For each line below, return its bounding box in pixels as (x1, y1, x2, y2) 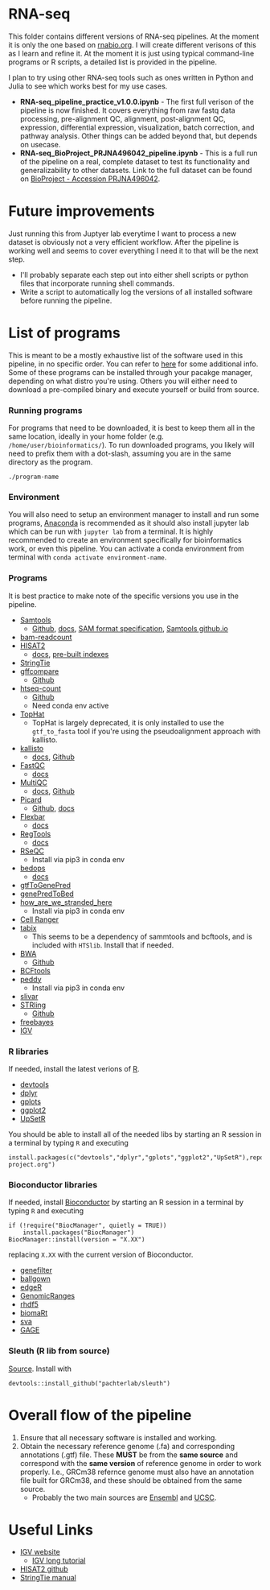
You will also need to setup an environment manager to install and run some (8, 510, 260, 519)
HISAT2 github (19, 1564, 68, 1574)
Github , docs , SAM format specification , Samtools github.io (31, 623, 229, 633)
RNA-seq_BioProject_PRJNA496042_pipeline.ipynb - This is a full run (19, 148, 259, 158)
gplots (19, 1096, 42, 1106)
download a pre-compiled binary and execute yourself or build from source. (8, 384, 260, 394)
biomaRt (19, 1308, 48, 1318)
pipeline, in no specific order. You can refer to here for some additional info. (8, 359, 259, 369)
